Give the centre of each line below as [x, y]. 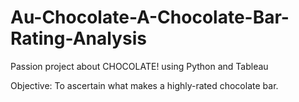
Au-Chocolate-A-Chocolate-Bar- [150, 17]
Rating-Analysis [78, 38]
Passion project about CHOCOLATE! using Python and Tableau [139, 66]
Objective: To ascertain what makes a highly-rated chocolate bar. [144, 85]
